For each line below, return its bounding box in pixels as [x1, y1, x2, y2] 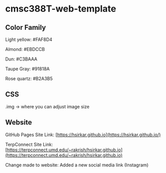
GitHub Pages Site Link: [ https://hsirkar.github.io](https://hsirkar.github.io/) [5, 132, 161, 138]
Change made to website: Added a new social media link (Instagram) [5, 162, 149, 168]
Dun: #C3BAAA [5, 56, 37, 62]
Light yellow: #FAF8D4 [5, 36, 53, 42]
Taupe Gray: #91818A [5, 66, 50, 72]
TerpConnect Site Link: [5, 141, 53, 147]
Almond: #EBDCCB [5, 46, 45, 52]
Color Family [5, 23, 47, 32]
